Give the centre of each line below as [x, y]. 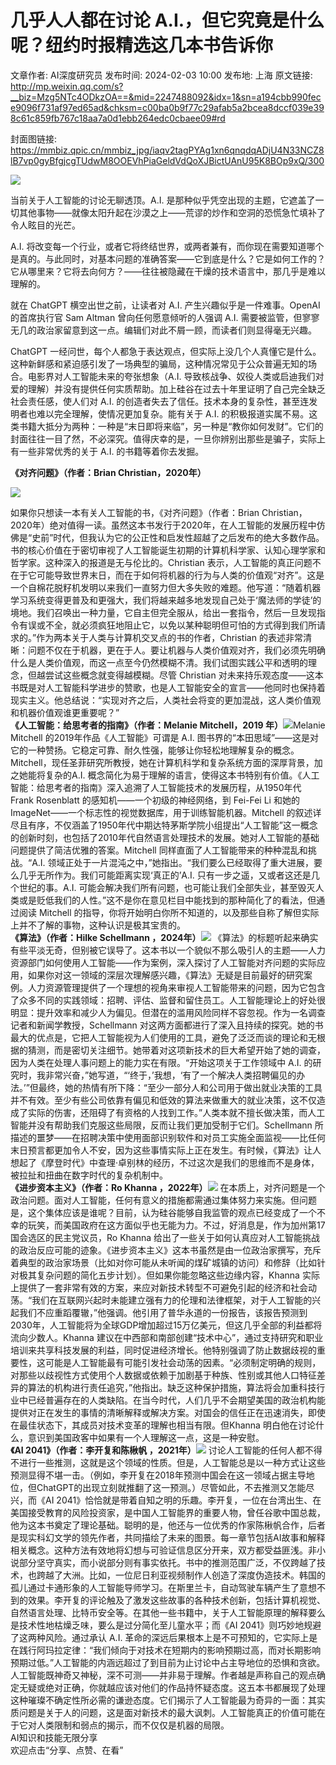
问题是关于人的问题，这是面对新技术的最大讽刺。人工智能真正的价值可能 [167, 1712]
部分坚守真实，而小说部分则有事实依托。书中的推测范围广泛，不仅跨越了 [167, 1562]
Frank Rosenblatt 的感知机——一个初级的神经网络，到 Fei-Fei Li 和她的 [155, 800]
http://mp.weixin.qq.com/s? [67, 86]
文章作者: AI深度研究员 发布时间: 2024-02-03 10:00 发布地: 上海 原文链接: [161, 75]
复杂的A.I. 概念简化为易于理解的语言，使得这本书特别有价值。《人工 [182, 775]
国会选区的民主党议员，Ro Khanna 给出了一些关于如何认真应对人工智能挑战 [165, 1237]
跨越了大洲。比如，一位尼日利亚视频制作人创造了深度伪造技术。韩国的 [181, 1575]
